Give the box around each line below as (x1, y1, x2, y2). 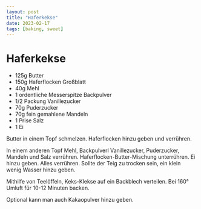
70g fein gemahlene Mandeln (15, 110, 88, 118)
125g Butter (15, 72, 44, 79)
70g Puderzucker (15, 104, 59, 111)
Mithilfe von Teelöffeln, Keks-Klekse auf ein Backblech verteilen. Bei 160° (6, 178, 189, 185)
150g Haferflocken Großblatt (15, 78, 87, 85)
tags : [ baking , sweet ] (6, 25, 64, 32)
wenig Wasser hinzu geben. (6, 166, 76, 173)
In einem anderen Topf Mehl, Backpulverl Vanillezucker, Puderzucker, (6, 147, 180, 154)
